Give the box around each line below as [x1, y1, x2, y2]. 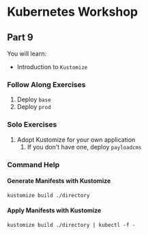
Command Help [7, 160, 60, 169]
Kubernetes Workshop [7, 4, 138, 20]
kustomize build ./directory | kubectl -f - [7, 221, 136, 228]
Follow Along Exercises [7, 79, 86, 89]
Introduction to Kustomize [16, 63, 88, 71]
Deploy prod [16, 103, 51, 111]
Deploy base [16, 95, 51, 103]
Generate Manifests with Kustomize [7, 177, 111, 185]
